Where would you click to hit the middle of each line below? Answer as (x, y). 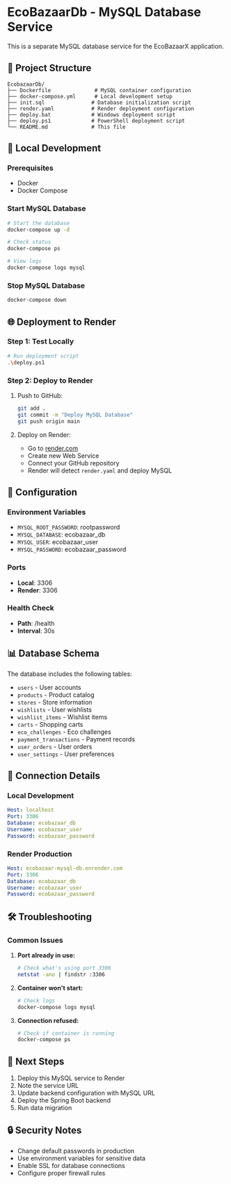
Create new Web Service (63, 455)
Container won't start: (50, 987)
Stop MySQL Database (46, 285)
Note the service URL (48, 1086)
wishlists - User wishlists (55, 709)
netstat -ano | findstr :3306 (61, 974)
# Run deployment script (43, 356)
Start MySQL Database (47, 208)
